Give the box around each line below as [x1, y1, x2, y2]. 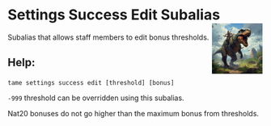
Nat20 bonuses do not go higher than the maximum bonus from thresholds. [7, 108, 260, 118]
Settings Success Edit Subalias [7, 6, 220, 24]
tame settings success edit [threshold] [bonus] [7, 78, 175, 86]
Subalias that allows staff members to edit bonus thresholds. [7, 32, 210, 42]
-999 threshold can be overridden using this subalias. [7, 93, 184, 103]
